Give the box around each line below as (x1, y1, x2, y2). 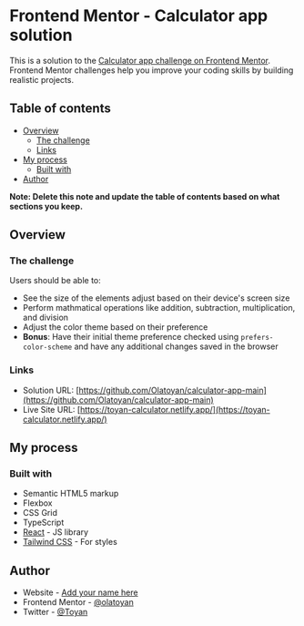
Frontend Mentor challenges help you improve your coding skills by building (9, 65, 294, 76)
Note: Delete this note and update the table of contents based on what (9, 190, 280, 201)
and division (22, 312, 69, 323)
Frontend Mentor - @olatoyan (22, 597, 134, 608)
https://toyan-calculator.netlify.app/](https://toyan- (80, 404, 270, 415)
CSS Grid (22, 508, 57, 518)
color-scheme (22, 343, 73, 352)
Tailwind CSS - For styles (22, 537, 118, 548)
